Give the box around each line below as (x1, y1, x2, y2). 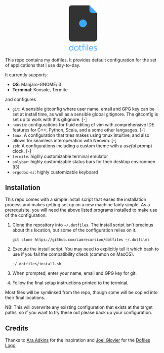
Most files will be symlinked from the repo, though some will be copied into (5, 290, 158, 295)
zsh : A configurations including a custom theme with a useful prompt (12, 143, 152, 149)
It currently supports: (5, 71, 48, 78)
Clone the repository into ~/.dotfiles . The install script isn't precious (12, 222, 154, 228)
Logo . (5, 343, 17, 349)
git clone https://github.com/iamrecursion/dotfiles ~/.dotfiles (12, 237, 150, 242)
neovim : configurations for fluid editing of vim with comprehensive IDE (12, 121, 155, 127)
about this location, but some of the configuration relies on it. (12, 227, 137, 233)
